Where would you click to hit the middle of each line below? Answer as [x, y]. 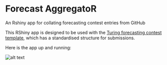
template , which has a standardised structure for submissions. [70, 38]
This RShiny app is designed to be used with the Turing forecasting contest [83, 32]
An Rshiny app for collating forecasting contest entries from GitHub [75, 23]
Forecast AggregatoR [51, 9]
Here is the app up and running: [38, 47]
